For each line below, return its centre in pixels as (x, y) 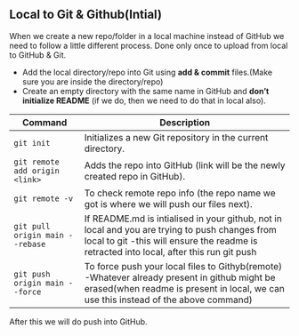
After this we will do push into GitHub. (79, 321)
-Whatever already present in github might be (180, 277)
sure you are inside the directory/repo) (93, 81)
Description (185, 122)
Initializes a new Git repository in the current (176, 137)
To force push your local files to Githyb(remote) (183, 266)
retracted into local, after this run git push (170, 252)
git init (32, 143)
